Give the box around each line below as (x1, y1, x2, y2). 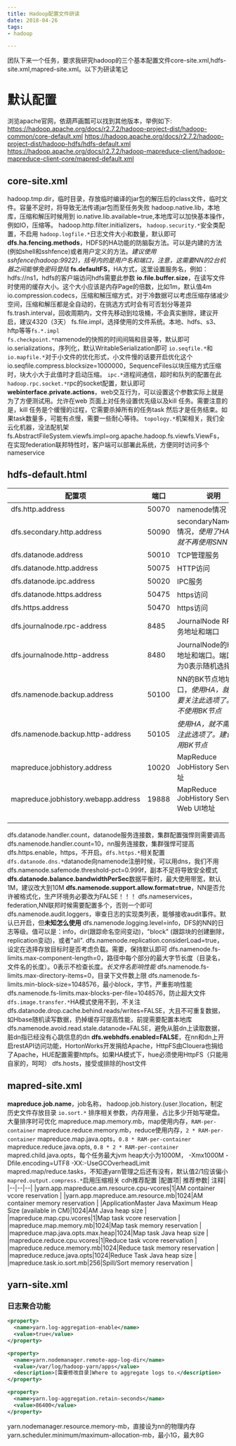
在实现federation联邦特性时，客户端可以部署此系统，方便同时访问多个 (7, 441, 209, 448)
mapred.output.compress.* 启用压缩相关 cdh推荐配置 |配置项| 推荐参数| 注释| (7, 1175, 226, 1184)
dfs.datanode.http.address (11, 563, 98, 573)
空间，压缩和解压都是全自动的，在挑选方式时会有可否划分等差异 (7, 300, 192, 308)
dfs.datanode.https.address (11, 589, 102, 599)
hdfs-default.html (7, 469, 88, 481)
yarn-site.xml (7, 1279, 68, 1291)
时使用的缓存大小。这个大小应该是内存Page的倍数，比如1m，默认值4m (7, 283, 212, 290)
